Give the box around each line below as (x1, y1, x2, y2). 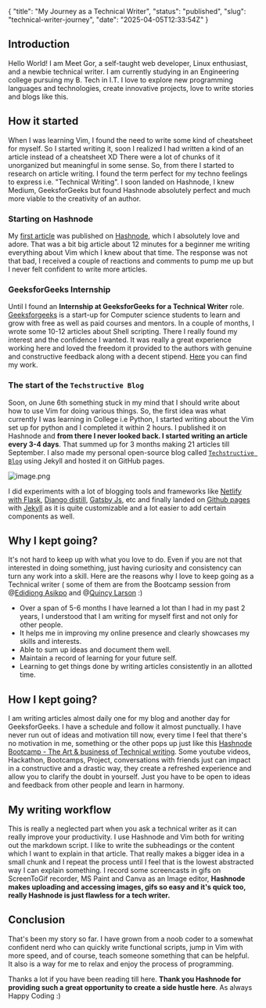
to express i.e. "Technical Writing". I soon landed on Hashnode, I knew (8, 176, 235, 187)
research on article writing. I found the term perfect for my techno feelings (8, 169, 248, 178)
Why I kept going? (8, 533, 99, 548)
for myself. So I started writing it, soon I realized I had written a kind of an (8, 144, 244, 153)
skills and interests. (19, 637, 82, 646)
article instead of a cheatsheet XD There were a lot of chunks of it (8, 152, 221, 162)
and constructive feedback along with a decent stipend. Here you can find (8, 352, 248, 362)
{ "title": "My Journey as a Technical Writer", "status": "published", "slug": (8, 7, 246, 16)
